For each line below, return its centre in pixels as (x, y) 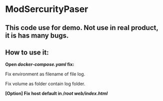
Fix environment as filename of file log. (45, 74)
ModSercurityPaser (47, 9)
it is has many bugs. (37, 35)
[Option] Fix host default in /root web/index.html (56, 93)
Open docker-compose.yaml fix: (40, 64)
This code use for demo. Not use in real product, (82, 28)
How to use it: (27, 52)
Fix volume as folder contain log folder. (45, 84)
